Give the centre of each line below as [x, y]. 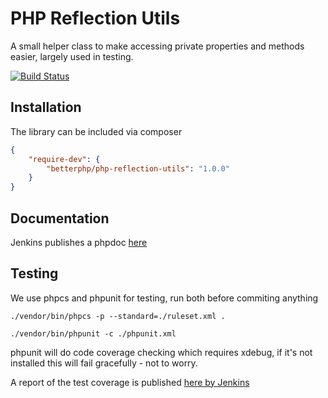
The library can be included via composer [96, 131]
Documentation [60, 218]
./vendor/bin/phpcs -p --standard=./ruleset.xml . [118, 316]
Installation [46, 107]
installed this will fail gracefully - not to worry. [104, 363]
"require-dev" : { [64, 159]
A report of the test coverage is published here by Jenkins [130, 382]
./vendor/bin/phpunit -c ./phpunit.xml [93, 333]
